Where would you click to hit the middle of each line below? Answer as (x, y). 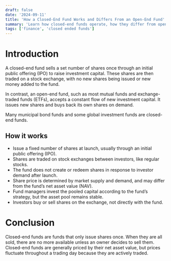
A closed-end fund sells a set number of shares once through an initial (79, 68)
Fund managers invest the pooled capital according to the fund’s (80, 191)
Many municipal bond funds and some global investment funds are (75, 115)
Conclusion (30, 223)
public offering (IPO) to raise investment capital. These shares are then (79, 74)
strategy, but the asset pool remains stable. (58, 197)
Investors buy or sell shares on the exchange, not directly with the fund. (88, 202)
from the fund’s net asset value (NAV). (53, 186)
